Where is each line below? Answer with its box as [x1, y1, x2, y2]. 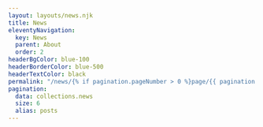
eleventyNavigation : [8, 26, 76, 34]
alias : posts [15, 107, 58, 115]
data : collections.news [15, 92, 93, 100]
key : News [15, 33, 47, 42]
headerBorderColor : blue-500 [8, 63, 104, 71]
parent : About [15, 41, 61, 49]
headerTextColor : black [8, 70, 87, 78]
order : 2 [15, 48, 44, 56]
